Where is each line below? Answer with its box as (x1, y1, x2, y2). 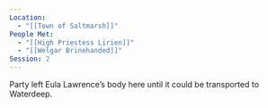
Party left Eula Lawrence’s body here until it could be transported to (9, 79, 259, 89)
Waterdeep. (9, 88, 53, 99)
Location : (9, 12, 47, 22)
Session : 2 (9, 54, 50, 63)
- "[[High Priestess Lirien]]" (17, 37, 135, 47)
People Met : (9, 29, 54, 38)
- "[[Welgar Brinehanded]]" (17, 46, 123, 55)
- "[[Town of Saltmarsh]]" (17, 21, 119, 30)
